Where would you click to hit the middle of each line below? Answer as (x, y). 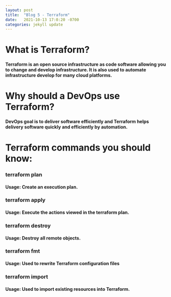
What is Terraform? (47, 50)
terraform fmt (23, 251)
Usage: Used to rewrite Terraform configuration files (62, 264)
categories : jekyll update (34, 24)
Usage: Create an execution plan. (42, 187)
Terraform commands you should (78, 147)
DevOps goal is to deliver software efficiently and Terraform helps (77, 121)
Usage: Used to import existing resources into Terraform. (68, 289)
